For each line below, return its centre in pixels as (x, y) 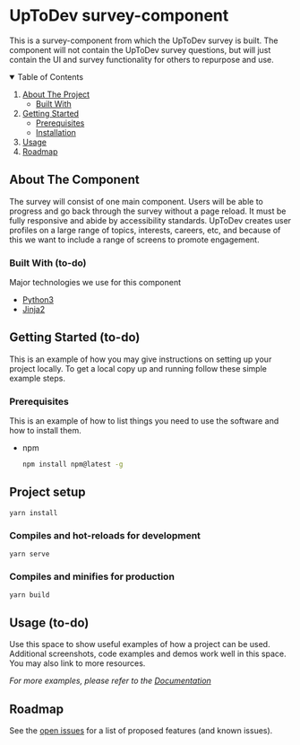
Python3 (38, 300)
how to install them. (46, 431)
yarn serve (30, 554)
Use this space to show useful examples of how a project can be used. (140, 644)
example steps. (37, 378)
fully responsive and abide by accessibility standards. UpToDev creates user (150, 220)
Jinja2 (34, 310)
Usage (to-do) (49, 622)
